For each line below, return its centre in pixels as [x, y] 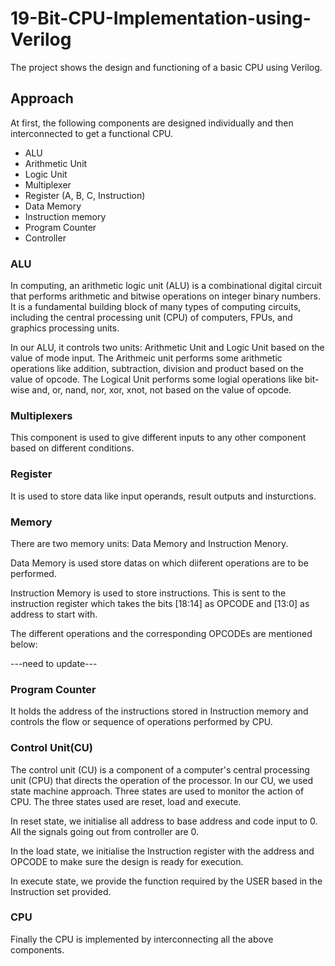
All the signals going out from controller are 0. [105, 831]
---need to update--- [54, 663]
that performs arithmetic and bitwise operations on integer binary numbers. [165, 296]
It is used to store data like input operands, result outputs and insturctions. [163, 496]
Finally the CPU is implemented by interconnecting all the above [142, 939]
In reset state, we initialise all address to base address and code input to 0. [164, 821]
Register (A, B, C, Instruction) [85, 195]
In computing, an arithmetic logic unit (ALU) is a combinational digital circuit [166, 286]
